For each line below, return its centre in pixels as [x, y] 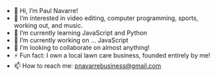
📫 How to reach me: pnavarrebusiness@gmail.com [87, 66]
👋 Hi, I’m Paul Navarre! [46, 11]
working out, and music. [48, 25]
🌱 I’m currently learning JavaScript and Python [80, 33]
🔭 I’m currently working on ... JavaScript [71, 40]
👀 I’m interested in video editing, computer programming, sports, [106, 18]
